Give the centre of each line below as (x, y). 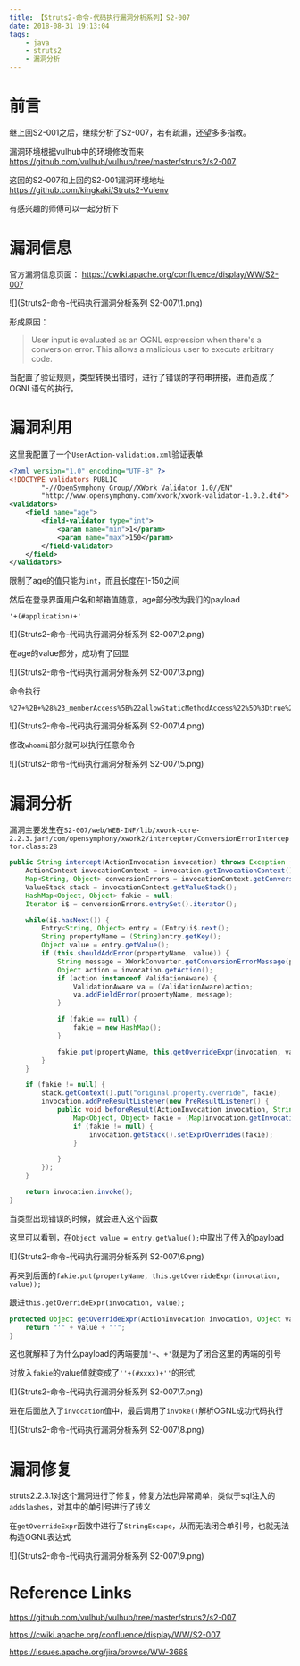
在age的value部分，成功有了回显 (69, 653)
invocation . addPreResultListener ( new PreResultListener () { (155, 1102)
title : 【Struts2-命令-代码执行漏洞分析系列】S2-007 (100, 17)
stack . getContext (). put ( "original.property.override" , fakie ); (161, 1093)
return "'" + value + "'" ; (75, 1327)
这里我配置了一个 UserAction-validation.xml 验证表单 (106, 454)
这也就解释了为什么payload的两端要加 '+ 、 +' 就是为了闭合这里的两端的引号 (146, 1354)
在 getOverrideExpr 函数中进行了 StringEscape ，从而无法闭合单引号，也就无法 (150, 1526)
